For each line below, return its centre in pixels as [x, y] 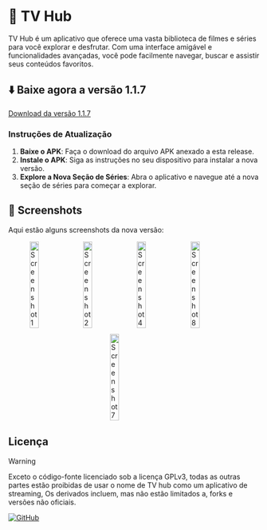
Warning [22, 461]
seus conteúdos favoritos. [51, 64]
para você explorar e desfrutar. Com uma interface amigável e [110, 46]
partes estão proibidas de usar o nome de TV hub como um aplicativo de [128, 485]
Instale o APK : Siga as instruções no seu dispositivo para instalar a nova [139, 160]
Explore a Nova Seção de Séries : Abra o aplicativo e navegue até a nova [139, 177]
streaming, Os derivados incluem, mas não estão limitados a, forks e [121, 493]
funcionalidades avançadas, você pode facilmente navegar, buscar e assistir [134, 55]
